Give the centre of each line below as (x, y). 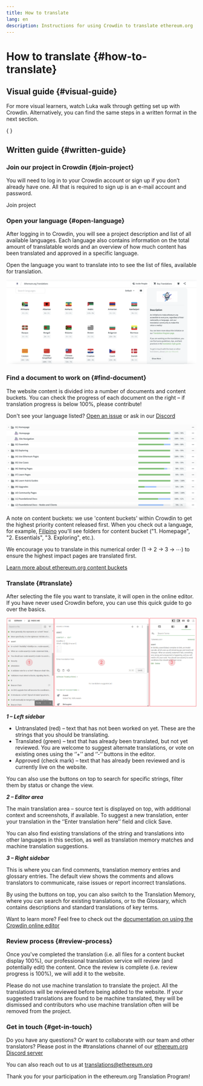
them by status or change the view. (50, 785)
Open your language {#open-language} (66, 220)
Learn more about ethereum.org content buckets (67, 568)
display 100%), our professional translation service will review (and (90, 961)
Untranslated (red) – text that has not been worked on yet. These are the (105, 728)
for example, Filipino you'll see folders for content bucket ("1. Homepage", (98, 531)
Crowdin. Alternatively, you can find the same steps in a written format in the (101, 113)
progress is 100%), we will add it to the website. (66, 974)
